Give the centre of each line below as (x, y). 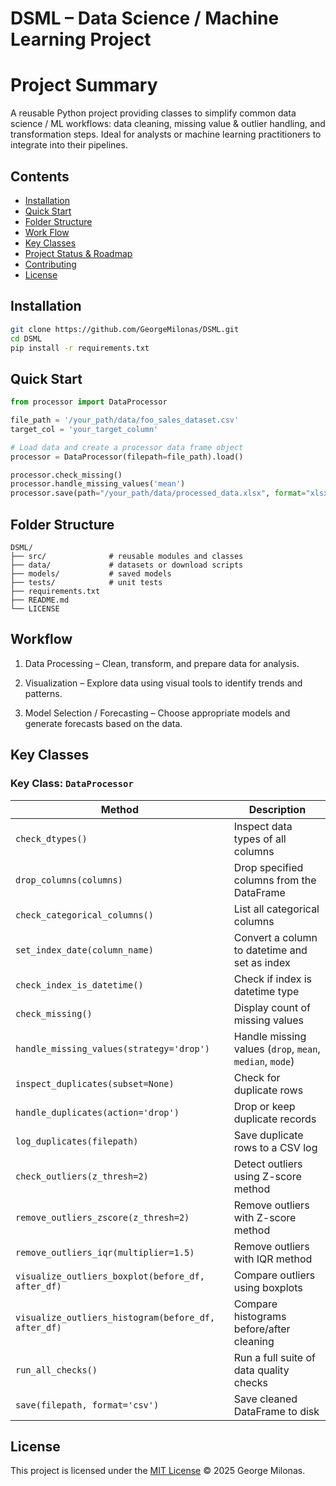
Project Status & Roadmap (78, 253)
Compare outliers (274, 1275)
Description (277, 809)
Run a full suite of (274, 1357)
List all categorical (276, 909)
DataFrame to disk (276, 1411)
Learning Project (81, 39)
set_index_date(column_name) (84, 950)
